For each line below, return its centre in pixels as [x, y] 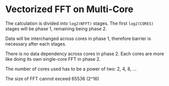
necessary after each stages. [36, 44]
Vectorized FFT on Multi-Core [69, 9]
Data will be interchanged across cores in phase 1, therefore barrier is [78, 38]
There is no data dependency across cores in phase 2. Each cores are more [85, 54]
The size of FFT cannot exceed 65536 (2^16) [52, 78]
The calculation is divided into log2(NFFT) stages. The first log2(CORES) [79, 23]
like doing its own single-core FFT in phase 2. [53, 59]
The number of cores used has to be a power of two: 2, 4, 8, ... [71, 69]
